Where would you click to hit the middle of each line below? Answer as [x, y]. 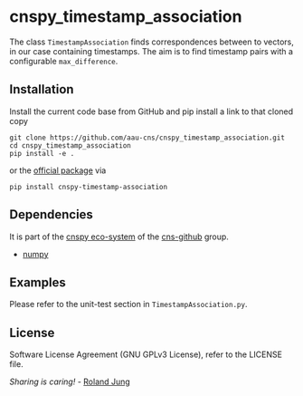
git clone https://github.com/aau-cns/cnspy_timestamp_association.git [147, 138]
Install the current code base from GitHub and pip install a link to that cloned [151, 111]
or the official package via [58, 170]
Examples [38, 282]
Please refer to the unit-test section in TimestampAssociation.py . [128, 304]
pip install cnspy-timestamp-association [89, 187]
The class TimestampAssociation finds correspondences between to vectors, [151, 42]
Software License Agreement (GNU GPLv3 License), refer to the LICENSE [146, 354]
